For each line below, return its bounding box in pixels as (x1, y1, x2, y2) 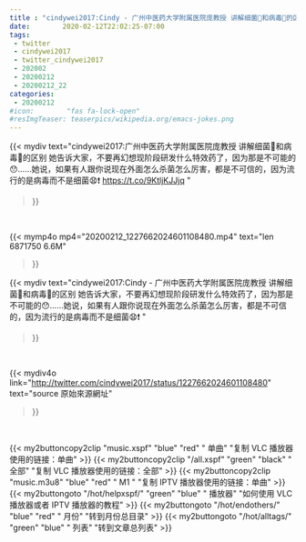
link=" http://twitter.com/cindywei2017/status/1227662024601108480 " (9, 377, 271, 388)
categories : (9, 89, 55, 98)
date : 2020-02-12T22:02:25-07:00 (9, 22, 166, 31)
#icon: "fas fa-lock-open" (9, 106, 141, 115)
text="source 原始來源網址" (9, 388, 113, 399)
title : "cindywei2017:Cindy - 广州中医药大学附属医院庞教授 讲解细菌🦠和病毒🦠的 (9, 13, 293, 23)
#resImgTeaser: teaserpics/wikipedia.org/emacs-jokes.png (9, 115, 234, 124)
